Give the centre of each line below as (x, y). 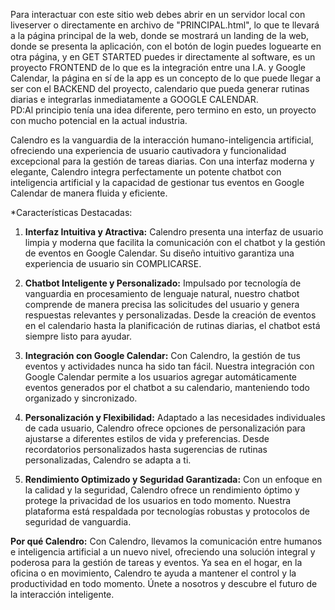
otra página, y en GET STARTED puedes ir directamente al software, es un (163, 57)
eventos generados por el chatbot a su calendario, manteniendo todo (167, 387)
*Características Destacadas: (71, 212)
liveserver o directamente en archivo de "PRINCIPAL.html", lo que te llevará (165, 25)
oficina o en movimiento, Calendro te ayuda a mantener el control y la (153, 573)
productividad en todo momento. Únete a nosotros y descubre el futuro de (164, 583)
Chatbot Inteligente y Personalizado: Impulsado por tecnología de (163, 283)
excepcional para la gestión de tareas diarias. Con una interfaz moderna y (162, 161)
